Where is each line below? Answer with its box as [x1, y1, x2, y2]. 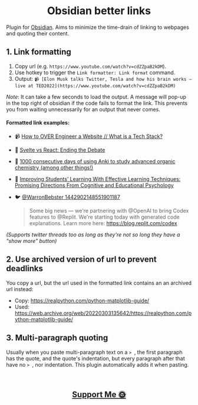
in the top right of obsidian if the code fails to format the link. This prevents [6, 99, 187, 107]
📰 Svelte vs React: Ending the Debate [14, 146, 105, 153]
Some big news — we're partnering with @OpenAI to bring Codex [29, 207, 189, 214]
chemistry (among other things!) [14, 164, 93, 171]
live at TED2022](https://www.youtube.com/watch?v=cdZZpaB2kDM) [14, 83, 176, 89]
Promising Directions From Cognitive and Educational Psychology [14, 182, 174, 189]
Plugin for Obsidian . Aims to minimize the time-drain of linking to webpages [6, 24, 190, 31]
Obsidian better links [47, 4, 151, 18]
